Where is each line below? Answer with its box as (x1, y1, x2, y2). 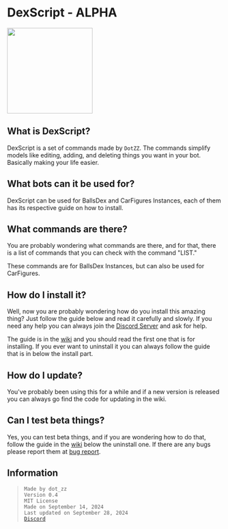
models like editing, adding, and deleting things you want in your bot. (7, 151, 201, 159)
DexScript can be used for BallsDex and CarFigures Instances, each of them (7, 196, 221, 205)
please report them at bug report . (7, 447, 101, 456)
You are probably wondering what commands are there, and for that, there (7, 242, 216, 250)
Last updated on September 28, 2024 (23, 509, 128, 516)
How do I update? (7, 370, 83, 381)
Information (7, 467, 59, 479)
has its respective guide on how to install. (7, 203, 124, 211)
